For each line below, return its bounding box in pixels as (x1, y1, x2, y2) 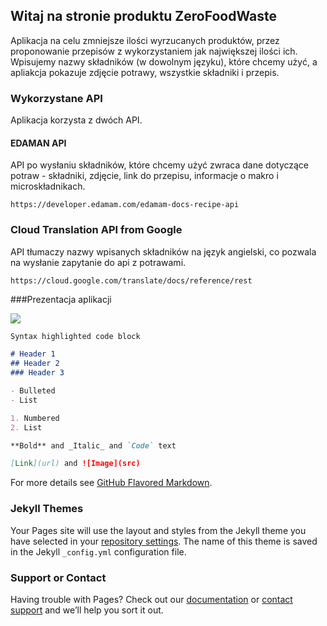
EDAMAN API (10, 137, 67, 149)
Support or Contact (10, 570, 107, 584)
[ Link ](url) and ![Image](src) (10, 459, 141, 469)
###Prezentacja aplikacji (10, 293, 112, 305)
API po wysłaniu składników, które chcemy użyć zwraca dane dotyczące (10, 159, 310, 171)
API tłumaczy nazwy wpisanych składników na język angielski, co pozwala (10, 245, 317, 258)
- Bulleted (10, 386, 56, 396)
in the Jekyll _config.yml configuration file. (10, 545, 187, 558)
